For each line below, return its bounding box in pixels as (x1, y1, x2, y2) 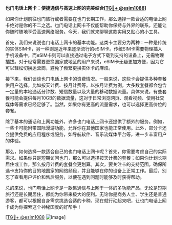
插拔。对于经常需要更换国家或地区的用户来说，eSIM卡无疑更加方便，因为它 (5, 59, 164, 64)
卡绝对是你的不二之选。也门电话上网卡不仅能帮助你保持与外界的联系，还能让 (5, 22, 167, 28)
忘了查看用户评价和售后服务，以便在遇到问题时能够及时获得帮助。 (5, 174, 144, 180)
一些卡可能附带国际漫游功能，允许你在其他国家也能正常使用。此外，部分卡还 (5, 125, 167, 131)
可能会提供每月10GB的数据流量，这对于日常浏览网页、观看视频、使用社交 (9, 95, 165, 101)
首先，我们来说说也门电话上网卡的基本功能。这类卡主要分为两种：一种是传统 (5, 39, 167, 45)
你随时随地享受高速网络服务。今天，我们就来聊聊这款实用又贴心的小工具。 (5, 29, 162, 35)
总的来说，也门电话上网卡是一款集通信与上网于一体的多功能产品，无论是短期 (5, 185, 167, 191)
